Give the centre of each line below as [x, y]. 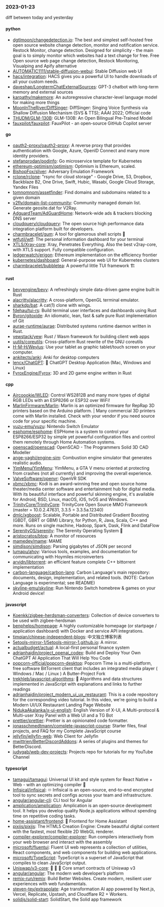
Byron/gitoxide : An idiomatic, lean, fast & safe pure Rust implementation [85, 316]
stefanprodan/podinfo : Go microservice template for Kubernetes [77, 161]
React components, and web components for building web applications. [85, 852]
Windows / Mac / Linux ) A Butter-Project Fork [59, 674]
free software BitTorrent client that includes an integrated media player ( [85, 668]
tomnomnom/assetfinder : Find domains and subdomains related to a [81, 192]
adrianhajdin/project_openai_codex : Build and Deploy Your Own [77, 653]
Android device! [29, 593]
